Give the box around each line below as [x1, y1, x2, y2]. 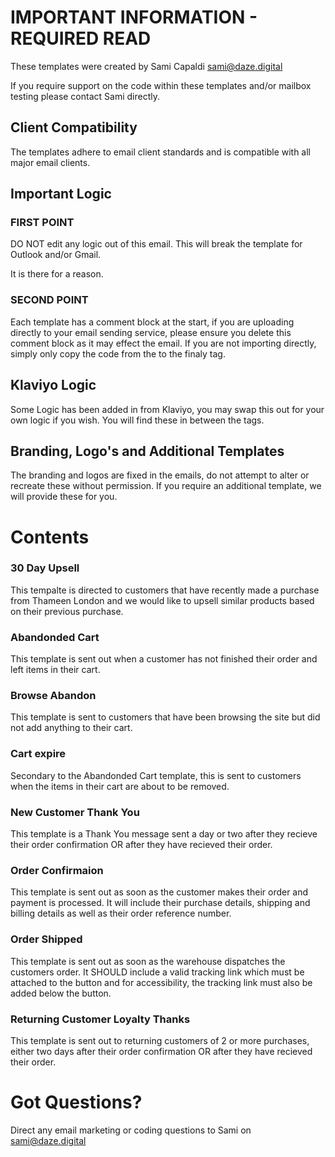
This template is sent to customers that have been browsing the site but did [10, 711, 321, 723]
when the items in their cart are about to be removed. [10, 780, 230, 792]
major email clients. [10, 156, 91, 168]
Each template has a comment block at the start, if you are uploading [10, 316, 295, 328]
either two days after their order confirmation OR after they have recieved [10, 1045, 313, 1057]
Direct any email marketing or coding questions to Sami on [10, 1124, 252, 1136]
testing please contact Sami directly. [10, 90, 160, 102]
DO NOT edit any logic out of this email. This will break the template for [10, 238, 303, 250]
